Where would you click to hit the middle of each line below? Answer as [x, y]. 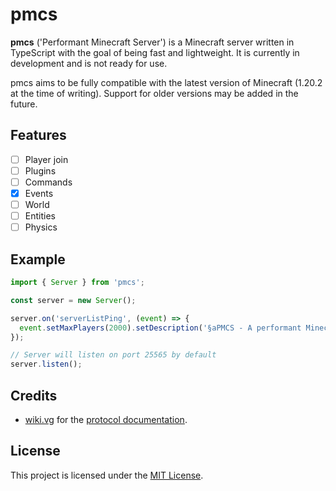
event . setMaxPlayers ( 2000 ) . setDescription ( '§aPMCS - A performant [160, 328]
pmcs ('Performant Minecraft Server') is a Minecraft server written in [152, 42]
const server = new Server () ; [73, 300]
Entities [40, 216]
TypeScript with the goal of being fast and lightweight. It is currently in [155, 52]
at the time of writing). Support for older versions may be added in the [154, 93]
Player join [46, 159]
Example [38, 259]
